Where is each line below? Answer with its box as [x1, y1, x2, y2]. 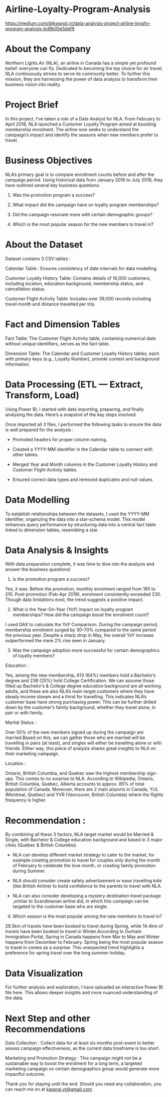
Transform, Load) [5, 389, 79, 401]
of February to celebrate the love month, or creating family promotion [12, 863, 156, 869]
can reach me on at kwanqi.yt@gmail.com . [5, 1086, 94, 1092]
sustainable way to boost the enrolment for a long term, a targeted [5, 1060, 142, 1067]
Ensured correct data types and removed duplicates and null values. [12, 476, 154, 482]
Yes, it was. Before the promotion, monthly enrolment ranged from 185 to [5, 586, 155, 592]
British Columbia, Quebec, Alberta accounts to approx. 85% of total [5, 781, 144, 787]
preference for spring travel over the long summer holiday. [5, 950, 126, 956]
